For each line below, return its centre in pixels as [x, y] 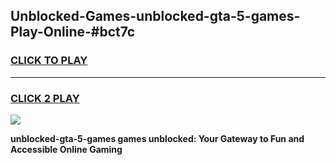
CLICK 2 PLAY [45, 98]
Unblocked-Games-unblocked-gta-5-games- [155, 16]
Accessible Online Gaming [66, 149]
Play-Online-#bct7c [73, 32]
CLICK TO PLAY [49, 61]
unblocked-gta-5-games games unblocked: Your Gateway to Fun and [157, 138]
